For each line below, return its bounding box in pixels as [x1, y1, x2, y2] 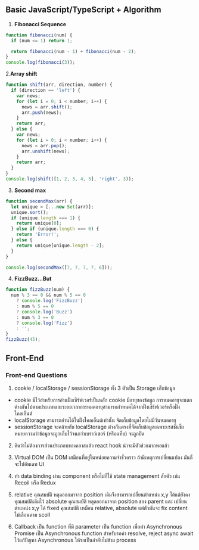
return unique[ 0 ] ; [16, 220, 62, 226]
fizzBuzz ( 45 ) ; [5, 337, 41, 343]
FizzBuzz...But [14, 275, 52, 282]
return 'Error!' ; [16, 232, 60, 238]
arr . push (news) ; [21, 110, 62, 116]
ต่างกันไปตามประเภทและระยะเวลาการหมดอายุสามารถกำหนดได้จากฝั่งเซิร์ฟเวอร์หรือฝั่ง [14, 403, 180, 410]
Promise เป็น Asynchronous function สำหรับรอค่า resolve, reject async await [14, 530, 194, 537]
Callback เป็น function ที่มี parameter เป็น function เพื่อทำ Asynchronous [14, 523, 182, 530]
